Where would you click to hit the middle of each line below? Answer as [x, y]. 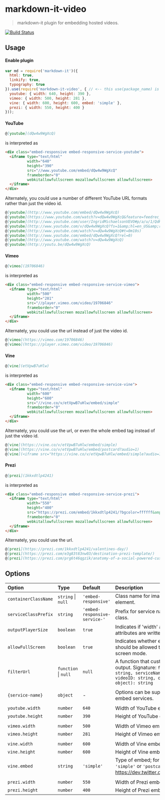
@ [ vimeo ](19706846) [25, 266]
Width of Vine [131, 744]
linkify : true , [25, 80]
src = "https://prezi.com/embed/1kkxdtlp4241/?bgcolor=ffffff [90, 512]
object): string [134, 683]
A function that [132, 661]
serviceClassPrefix [30, 614]
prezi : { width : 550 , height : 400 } [47, 108]
